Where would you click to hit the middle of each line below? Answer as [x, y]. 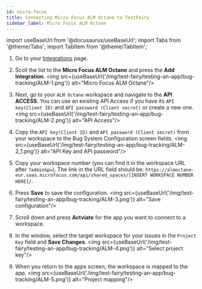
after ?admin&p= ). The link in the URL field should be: [80, 169]
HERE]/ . [24, 181]
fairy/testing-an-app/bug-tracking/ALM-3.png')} [75, 200]
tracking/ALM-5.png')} [43, 279]
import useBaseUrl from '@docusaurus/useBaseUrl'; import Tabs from [93, 41]
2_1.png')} [27, 151]
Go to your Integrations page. [52, 59]
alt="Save [149, 200]
